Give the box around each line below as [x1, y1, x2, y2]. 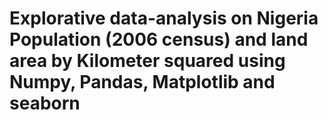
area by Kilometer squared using [9, 50, 286, 72]
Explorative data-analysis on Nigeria [9, 7, 319, 30]
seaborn [9, 92, 81, 115]
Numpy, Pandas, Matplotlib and [9, 71, 276, 94]
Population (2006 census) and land [9, 28, 309, 51]
